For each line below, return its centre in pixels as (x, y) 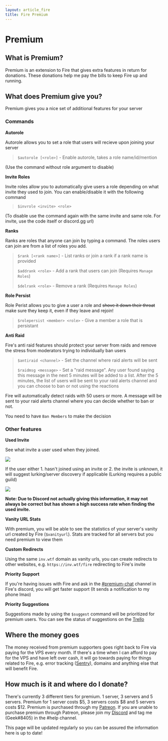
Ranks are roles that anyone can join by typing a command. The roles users (83, 240)
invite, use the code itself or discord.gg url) (49, 221)
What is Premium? (34, 58)
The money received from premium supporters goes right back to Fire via (81, 647)
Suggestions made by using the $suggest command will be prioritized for (80, 614)
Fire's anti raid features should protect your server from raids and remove (81, 345)
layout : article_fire (28, 10)
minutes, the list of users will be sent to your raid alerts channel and (87, 380)
